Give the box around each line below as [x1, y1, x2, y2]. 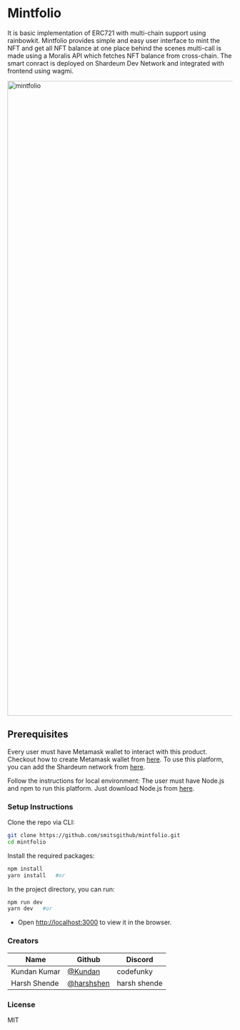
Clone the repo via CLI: [7, 818, 75, 826]
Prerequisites [7, 729, 69, 741]
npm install [7, 865, 43, 872]
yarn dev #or [7, 905, 53, 912]
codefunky [116, 966, 154, 976]
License [7, 999, 36, 1009]
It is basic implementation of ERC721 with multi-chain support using [7, 29, 206, 37]
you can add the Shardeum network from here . [7, 762, 146, 771]
